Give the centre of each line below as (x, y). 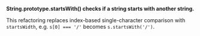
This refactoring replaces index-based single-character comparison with (96, 20)
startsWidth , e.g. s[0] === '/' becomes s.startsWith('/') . (80, 27)
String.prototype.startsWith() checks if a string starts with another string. (100, 9)
